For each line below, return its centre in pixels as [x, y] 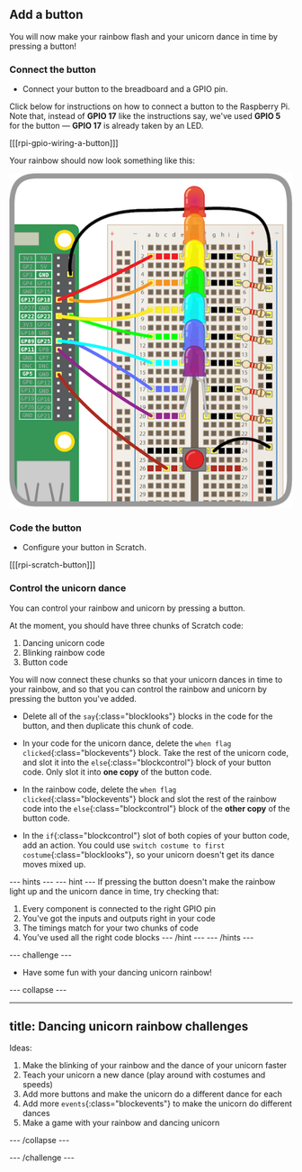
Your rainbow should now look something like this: [102, 160]
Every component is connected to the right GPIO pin [119, 908]
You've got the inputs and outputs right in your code [119, 918]
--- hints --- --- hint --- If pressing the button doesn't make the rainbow [142, 881]
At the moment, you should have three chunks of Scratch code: [127, 625]
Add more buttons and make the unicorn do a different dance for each [152, 1095]
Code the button [46, 528]
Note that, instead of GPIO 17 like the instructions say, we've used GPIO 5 [145, 116]
